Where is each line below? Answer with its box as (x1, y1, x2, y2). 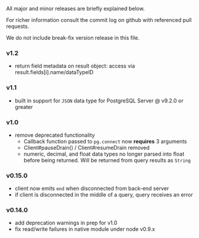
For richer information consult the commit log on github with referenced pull (6, 17, 192, 23)
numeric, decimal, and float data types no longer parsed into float (23, 150, 185, 157)
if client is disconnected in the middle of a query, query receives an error (14, 191, 193, 198)
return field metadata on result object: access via (14, 62, 135, 70)
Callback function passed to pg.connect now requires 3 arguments (23, 137, 187, 144)
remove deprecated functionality (14, 131, 95, 139)
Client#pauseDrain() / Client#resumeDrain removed (23, 144, 150, 151)
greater (14, 103, 33, 110)
